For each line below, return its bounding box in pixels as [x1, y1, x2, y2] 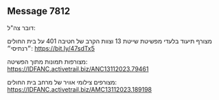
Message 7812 [7, 5, 71, 17]
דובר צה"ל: [7, 23, 36, 32]
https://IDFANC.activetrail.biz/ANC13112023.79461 [7, 64, 149, 73]
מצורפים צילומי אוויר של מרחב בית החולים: [7, 78, 117, 86]
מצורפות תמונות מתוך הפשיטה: [7, 58, 88, 66]
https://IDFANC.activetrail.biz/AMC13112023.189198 [7, 85, 152, 93]
